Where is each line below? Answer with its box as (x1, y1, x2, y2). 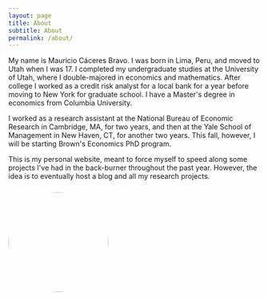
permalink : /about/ (8, 34, 74, 42)
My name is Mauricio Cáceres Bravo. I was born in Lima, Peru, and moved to (8, 56, 260, 65)
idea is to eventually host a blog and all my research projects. (8, 172, 210, 181)
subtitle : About (8, 26, 62, 34)
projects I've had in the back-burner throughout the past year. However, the (8, 163, 258, 172)
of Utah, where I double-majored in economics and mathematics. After (8, 73, 242, 82)
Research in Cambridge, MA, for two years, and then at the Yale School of (8, 122, 252, 132)
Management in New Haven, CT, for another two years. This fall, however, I (8, 131, 256, 140)
